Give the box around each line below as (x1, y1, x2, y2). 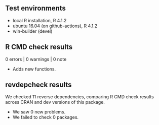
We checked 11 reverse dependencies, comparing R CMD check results (5, 94, 154, 100)
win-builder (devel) (12, 28, 53, 34)
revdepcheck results (5, 81, 72, 89)
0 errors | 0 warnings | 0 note (5, 56, 67, 62)
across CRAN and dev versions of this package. (5, 99, 105, 105)
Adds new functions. (12, 66, 56, 72)
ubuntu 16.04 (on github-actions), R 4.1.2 (12, 23, 98, 29)
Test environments (5, 4, 66, 13)
